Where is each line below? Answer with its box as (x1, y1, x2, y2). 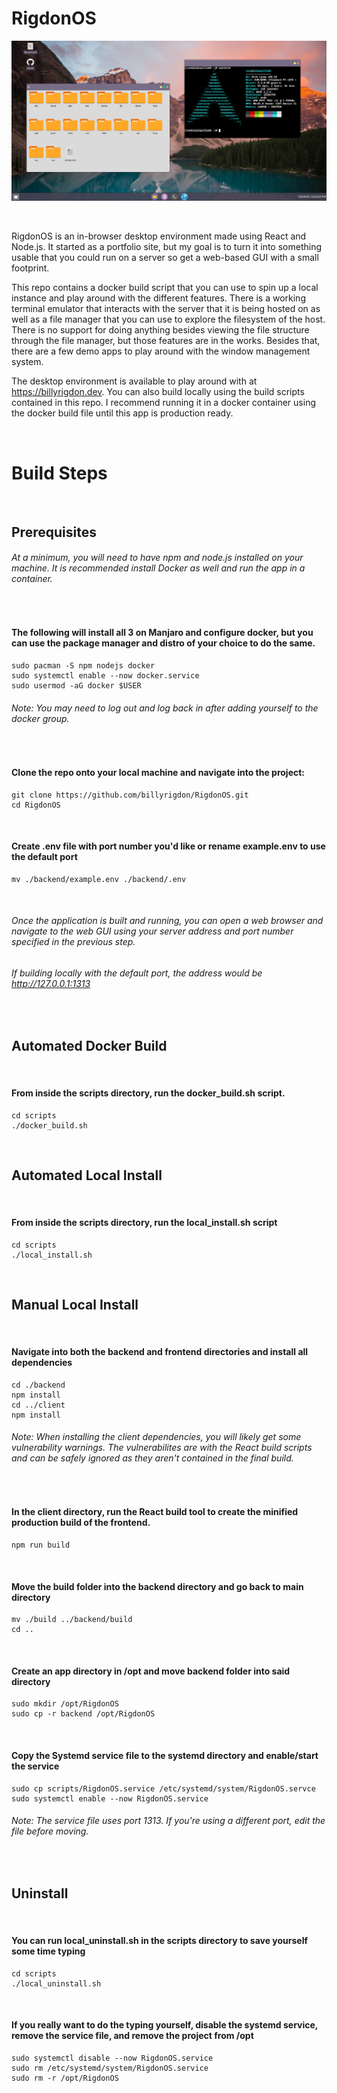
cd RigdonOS (11, 800, 61, 810)
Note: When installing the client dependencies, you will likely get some (11, 1431, 302, 1443)
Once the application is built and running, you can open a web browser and (11, 915, 324, 927)
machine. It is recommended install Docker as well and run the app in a (11, 562, 306, 574)
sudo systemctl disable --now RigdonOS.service (11, 2053, 214, 2063)
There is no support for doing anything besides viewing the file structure (11, 324, 310, 336)
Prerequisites (11, 523, 97, 541)
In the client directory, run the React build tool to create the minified (11, 1506, 299, 1518)
